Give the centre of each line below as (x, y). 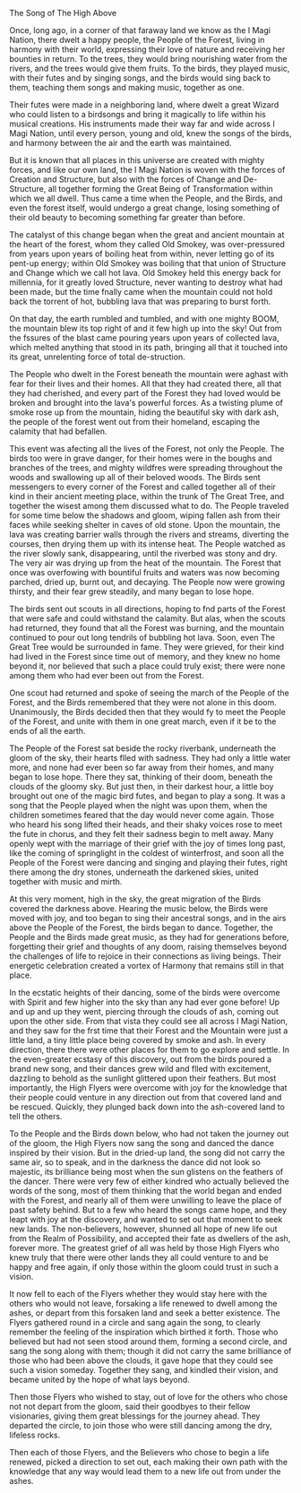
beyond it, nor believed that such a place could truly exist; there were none (147, 666)
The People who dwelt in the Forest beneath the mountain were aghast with (149, 374)
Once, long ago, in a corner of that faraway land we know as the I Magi (140, 30)
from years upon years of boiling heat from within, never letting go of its (142, 254)
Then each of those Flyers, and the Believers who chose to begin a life (139, 1452)
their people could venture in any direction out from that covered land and (146, 1097)
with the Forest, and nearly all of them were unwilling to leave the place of (146, 1200)
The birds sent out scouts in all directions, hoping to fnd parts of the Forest (147, 609)
